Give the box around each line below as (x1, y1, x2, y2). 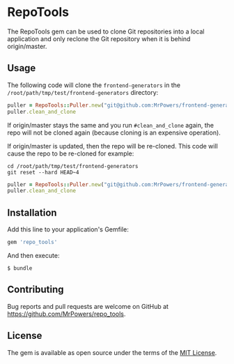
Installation (7, 206, 57, 218)
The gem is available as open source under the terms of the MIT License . (7, 348, 217, 356)
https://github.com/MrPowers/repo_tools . (7, 310, 126, 318)
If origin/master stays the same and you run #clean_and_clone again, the (7, 121, 214, 129)
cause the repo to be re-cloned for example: (7, 149, 134, 158)
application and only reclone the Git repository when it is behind (7, 34, 191, 43)
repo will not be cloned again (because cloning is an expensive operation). (7, 128, 221, 137)
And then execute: (7, 251, 60, 259)
